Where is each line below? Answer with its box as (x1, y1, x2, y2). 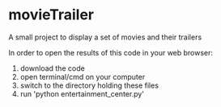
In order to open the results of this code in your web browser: (8, 47, 213, 57)
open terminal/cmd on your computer (19, 72, 146, 81)
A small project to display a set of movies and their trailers (8, 32, 202, 42)
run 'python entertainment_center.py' (19, 88, 144, 98)
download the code (19, 63, 85, 73)
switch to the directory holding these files (19, 80, 159, 90)
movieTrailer (8, 6, 95, 24)
